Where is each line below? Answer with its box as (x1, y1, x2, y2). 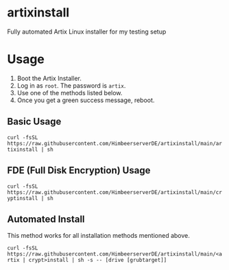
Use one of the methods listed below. (16, 88, 123, 97)
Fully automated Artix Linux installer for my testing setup (7, 27, 167, 36)
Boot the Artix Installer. (16, 74, 82, 82)
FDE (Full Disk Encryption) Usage (7, 164, 151, 176)
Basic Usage (7, 116, 62, 127)
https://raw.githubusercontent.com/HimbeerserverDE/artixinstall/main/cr (7, 188, 223, 196)
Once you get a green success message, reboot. (16, 96, 155, 104)
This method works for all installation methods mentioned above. (7, 232, 190, 240)
